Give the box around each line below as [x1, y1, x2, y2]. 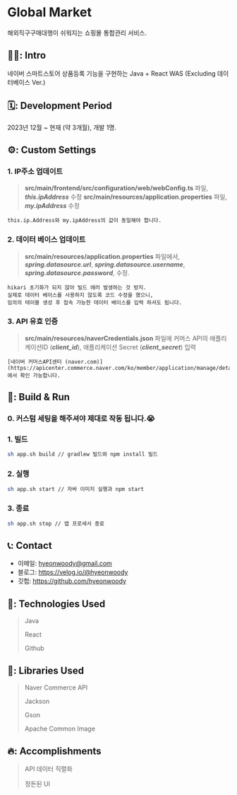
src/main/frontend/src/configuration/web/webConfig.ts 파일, [24, 184, 209, 192]
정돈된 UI [24, 779, 51, 788]
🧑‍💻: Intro [7, 50, 47, 62]
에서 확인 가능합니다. [7, 372, 61, 379]
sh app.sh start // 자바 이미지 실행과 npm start [7, 485, 145, 492]
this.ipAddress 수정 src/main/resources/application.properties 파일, [24, 192, 228, 202]
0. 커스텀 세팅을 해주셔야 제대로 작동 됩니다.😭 [7, 414, 155, 424]
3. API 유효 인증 [7, 316, 59, 326]
